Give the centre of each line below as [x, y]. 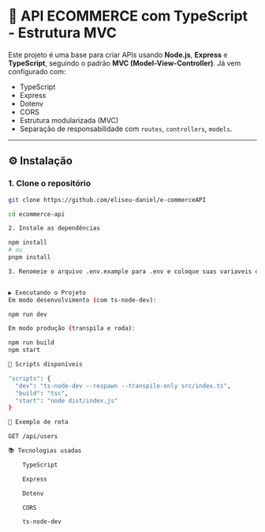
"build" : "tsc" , [42, 393]
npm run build [32, 343]
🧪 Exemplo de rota [38, 422]
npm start [24, 350]
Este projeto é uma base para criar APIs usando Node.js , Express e [118, 54]
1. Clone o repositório [50, 183]
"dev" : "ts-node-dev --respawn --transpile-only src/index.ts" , [123, 386]
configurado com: [37, 71]
